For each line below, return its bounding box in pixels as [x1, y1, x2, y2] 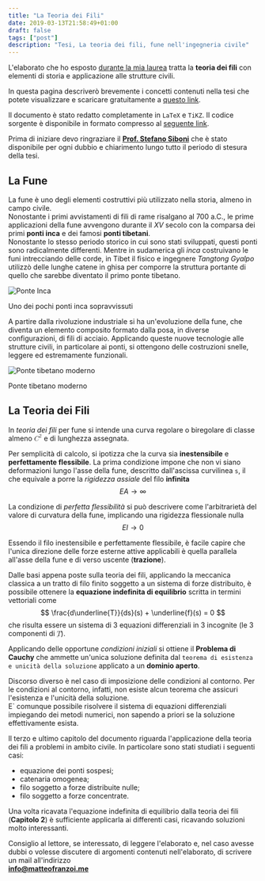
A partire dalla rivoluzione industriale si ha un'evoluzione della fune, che [8, 316, 243, 326]
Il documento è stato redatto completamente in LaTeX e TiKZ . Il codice [8, 110, 234, 120]
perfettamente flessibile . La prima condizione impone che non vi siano [8, 457, 241, 467]
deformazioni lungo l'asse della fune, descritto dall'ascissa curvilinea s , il [8, 465, 247, 475]
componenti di [8, 628, 55, 638]
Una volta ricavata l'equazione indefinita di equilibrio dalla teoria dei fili [8, 806, 239, 816]
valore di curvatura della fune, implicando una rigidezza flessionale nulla [8, 510, 244, 520]
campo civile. [8, 203, 52, 212]
